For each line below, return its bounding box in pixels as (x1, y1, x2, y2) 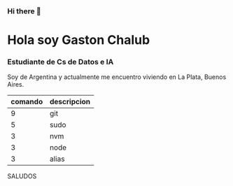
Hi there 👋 (7, 6, 42, 16)
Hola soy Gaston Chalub (7, 32, 150, 48)
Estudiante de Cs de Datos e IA (7, 57, 114, 67)
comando (10, 97, 43, 107)
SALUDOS (7, 172, 37, 180)
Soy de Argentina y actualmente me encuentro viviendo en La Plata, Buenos (7, 73, 227, 81)
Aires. (7, 80, 24, 89)
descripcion (49, 97, 91, 107)
